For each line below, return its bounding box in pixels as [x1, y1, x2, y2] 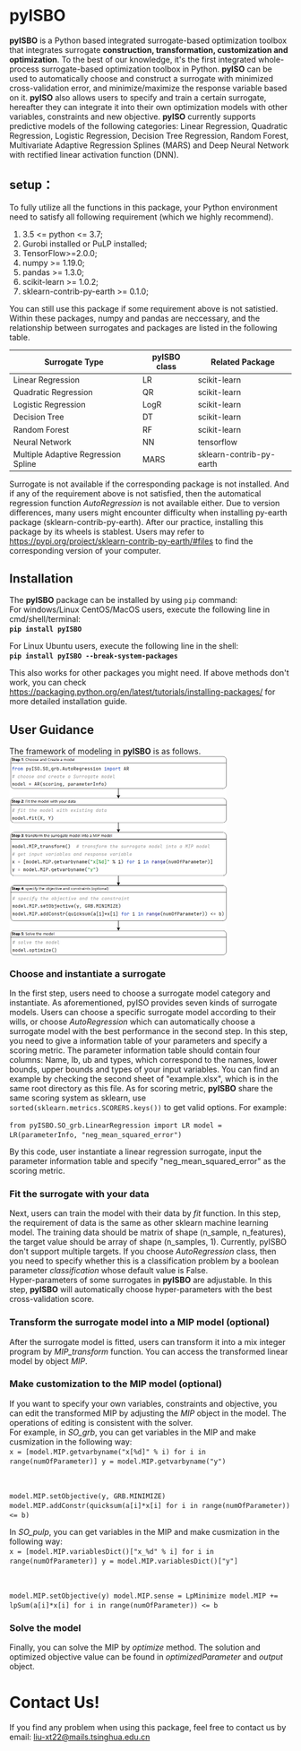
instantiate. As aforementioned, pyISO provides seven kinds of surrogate [9, 996, 278, 1008]
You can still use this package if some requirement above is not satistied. [9, 303, 279, 314]
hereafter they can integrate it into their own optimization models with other [9, 101, 288, 112]
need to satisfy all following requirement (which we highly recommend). [9, 211, 274, 222]
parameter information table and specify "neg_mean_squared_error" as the [9, 1155, 287, 1166]
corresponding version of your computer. [9, 545, 161, 556]
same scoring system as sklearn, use [9, 1092, 146, 1103]
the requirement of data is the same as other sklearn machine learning [9, 1218, 269, 1229]
